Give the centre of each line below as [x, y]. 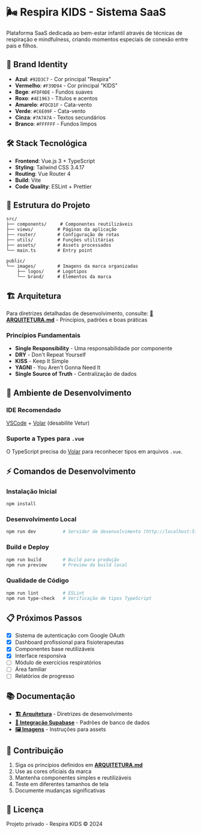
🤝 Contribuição [35, 750]
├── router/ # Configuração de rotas [63, 235]
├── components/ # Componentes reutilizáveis [70, 224]
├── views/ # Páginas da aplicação [62, 229]
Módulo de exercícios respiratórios [58, 662]
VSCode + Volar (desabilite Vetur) [48, 423]
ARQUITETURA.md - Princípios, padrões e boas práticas [77, 320]
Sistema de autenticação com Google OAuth [70, 635]
